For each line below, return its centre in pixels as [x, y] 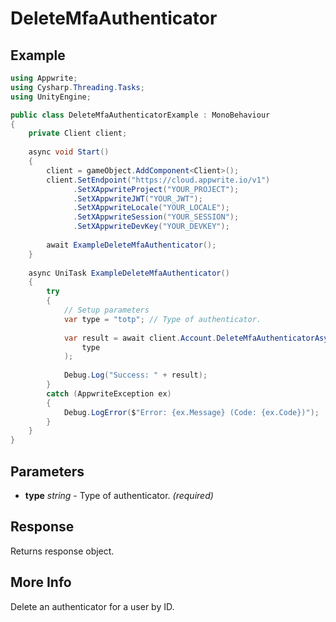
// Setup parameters [106, 310]
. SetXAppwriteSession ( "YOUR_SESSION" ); [156, 217]
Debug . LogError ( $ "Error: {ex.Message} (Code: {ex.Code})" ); [191, 412]
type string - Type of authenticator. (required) [119, 495]
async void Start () [69, 152]
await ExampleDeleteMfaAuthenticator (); [131, 245]
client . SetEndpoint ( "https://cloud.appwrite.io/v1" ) [158, 180]
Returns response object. [62, 551]
